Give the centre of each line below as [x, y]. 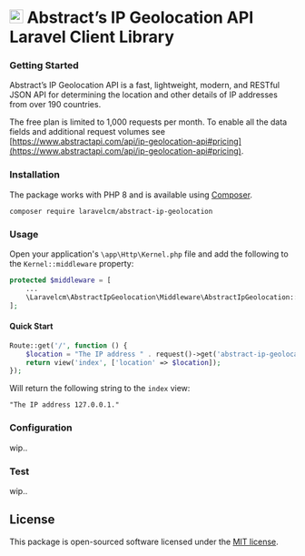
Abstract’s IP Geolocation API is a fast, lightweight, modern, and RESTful [144, 86]
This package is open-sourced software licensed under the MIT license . [144, 541]
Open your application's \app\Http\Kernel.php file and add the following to [149, 254]
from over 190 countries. [55, 105]
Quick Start [31, 327]
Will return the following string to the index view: [100, 389]
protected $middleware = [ [60, 280]
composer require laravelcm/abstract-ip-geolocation [111, 211]
